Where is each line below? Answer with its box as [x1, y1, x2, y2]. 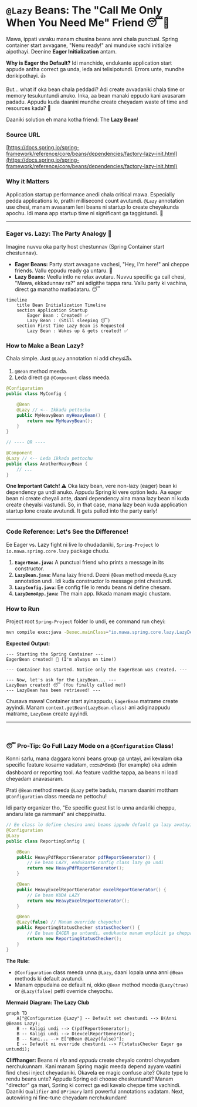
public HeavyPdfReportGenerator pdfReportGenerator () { [16, 854, 157, 860]
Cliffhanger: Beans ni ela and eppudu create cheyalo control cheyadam [6, 1056, 180, 1063]
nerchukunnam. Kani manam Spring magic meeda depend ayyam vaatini [6, 1062, 181, 1070]
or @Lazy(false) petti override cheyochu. [14, 987, 114, 994]
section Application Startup [16, 307, 88, 313]
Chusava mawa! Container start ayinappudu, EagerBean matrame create [6, 697, 178, 704]
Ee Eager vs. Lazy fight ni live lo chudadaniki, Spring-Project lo [6, 541, 159, 548]
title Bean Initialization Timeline [16, 302, 107, 308]
